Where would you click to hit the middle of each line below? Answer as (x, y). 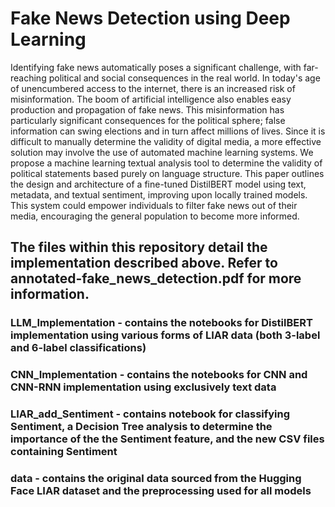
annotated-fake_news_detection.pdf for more (156, 278)
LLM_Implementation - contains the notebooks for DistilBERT (161, 323)
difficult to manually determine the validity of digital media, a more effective (166, 141)
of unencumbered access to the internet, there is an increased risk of (153, 88)
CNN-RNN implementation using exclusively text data (143, 387)
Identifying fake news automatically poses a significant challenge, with (156, 67)
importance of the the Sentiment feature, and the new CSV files (167, 439)
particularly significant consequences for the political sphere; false (148, 120)
